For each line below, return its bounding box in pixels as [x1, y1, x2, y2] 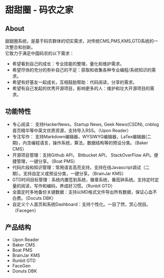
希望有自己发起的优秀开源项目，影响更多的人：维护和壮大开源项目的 [12, 86, 150, 91]
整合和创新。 [9, 44, 35, 50]
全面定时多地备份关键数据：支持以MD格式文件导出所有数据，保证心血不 [12, 189, 157, 195]
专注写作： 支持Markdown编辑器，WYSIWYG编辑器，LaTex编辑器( [12, 133, 147, 139]
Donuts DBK [12, 268, 37, 274]
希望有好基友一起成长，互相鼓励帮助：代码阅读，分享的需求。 [12, 79, 137, 85]
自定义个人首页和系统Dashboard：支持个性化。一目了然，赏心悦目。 [12, 201, 151, 207]
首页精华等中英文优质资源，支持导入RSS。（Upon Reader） [12, 127, 132, 133]
